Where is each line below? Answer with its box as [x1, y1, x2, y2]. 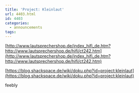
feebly [5, 82, 18, 88]
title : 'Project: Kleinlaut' [5, 7, 64, 12]
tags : [5, 30, 16, 34]
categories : [5, 20, 29, 26]
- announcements [9, 25, 42, 30]
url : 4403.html [5, 12, 36, 16]
